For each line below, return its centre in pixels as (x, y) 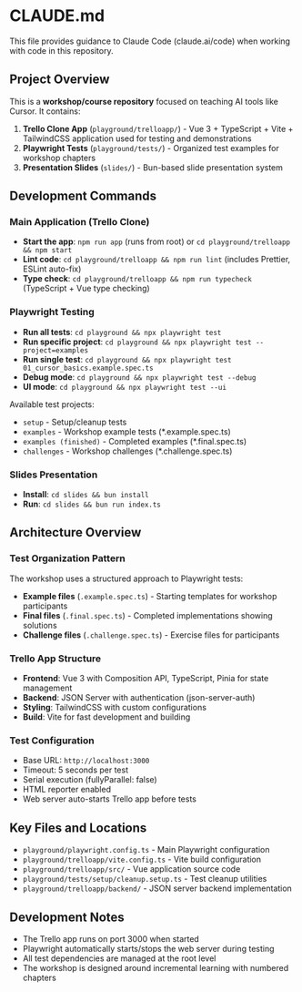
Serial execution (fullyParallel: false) (90, 780)
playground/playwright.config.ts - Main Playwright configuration (146, 850)
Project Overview (60, 80)
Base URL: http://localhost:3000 (86, 761)
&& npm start (47, 251)
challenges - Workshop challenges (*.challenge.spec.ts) (127, 451)
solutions (40, 625)
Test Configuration (52, 741)
